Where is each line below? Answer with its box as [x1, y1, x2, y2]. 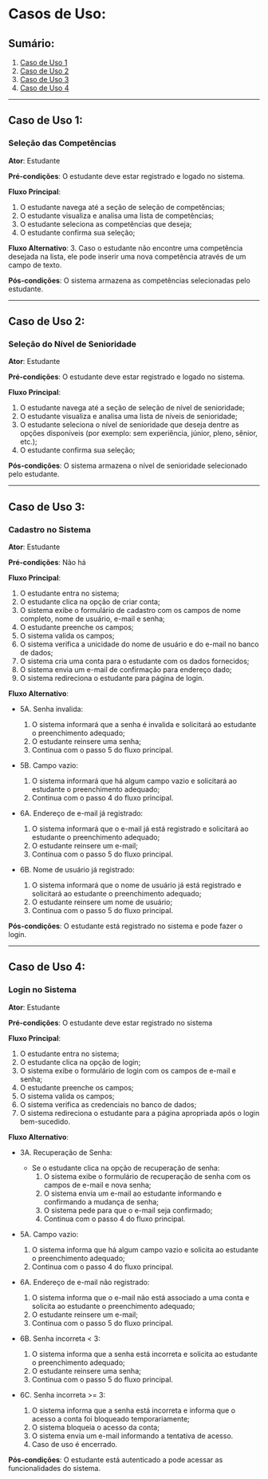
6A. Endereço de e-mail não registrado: [19, 1277, 150, 1287]
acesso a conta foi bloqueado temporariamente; [31, 1414, 190, 1423]
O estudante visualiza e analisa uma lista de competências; [19, 211, 215, 220]
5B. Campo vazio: [19, 761, 78, 770]
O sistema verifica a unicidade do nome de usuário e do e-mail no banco [19, 639, 259, 649]
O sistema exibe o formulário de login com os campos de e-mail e [19, 1066, 237, 1075]
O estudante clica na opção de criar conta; [19, 597, 161, 607]
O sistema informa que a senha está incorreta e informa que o [31, 1406, 236, 1415]
